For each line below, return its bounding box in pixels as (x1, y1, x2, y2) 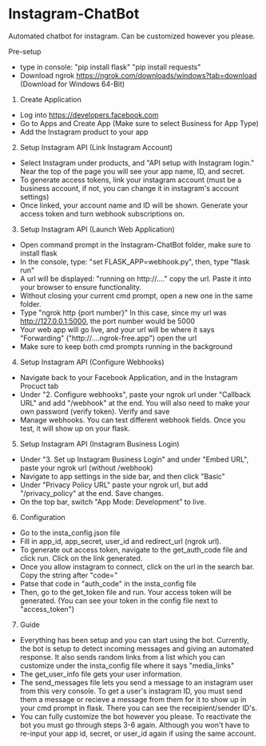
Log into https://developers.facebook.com (19, 109, 159, 120)
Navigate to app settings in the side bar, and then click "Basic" (19, 471, 226, 481)
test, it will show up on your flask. (19, 423, 130, 433)
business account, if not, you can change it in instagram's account (19, 183, 240, 192)
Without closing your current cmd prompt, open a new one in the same (19, 291, 253, 300)
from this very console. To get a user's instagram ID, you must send (19, 686, 243, 696)
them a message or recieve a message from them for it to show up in (19, 694, 247, 704)
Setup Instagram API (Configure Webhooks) (19, 357, 165, 367)
